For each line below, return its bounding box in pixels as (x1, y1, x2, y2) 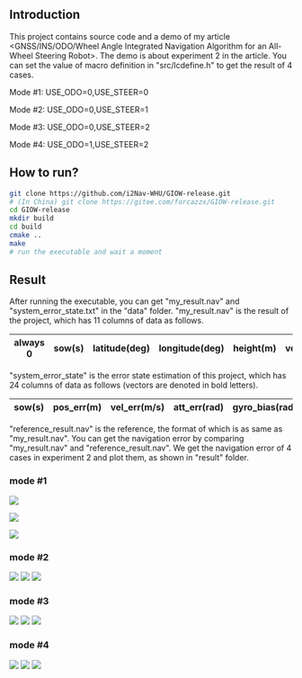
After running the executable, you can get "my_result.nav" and (9, 296, 240, 307)
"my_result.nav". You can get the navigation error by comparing (9, 433, 244, 444)
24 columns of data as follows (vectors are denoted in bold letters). (9, 379, 259, 390)
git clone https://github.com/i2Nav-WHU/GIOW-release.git (9, 189, 231, 198)
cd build (9, 222, 42, 232)
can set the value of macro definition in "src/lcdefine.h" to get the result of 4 (9, 59, 293, 70)
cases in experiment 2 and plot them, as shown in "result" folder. (9, 452, 249, 463)
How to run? (9, 165, 79, 181)
